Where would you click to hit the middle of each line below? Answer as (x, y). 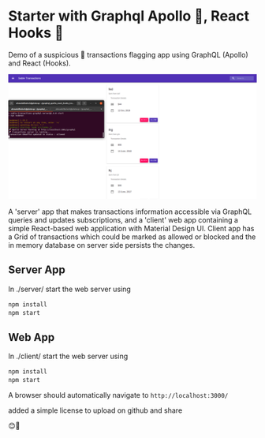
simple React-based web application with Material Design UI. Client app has (131, 228)
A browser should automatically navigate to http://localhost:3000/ (118, 395)
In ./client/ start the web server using (68, 356)
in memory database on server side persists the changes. (102, 245)
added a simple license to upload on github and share (95, 410)
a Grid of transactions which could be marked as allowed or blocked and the (132, 237)
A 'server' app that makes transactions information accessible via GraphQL (130, 212)
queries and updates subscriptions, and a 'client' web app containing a (123, 219)
